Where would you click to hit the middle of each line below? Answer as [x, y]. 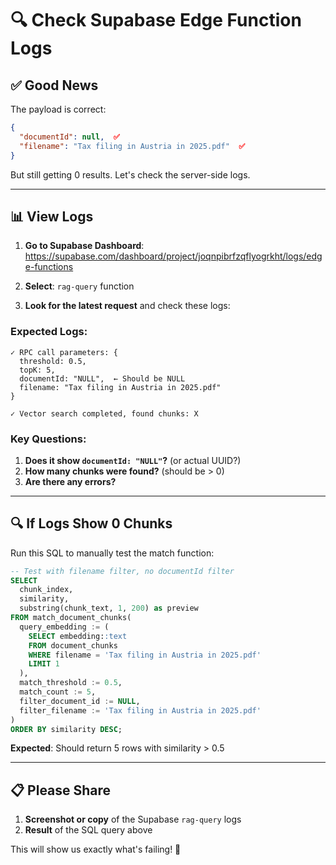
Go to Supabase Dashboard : [84, 246]
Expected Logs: [49, 332]
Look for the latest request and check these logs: [127, 306]
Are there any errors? [70, 481]
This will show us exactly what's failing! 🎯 [96, 849]
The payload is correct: [58, 109]
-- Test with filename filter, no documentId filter [122, 571]
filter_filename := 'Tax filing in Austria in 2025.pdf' [140, 710]
